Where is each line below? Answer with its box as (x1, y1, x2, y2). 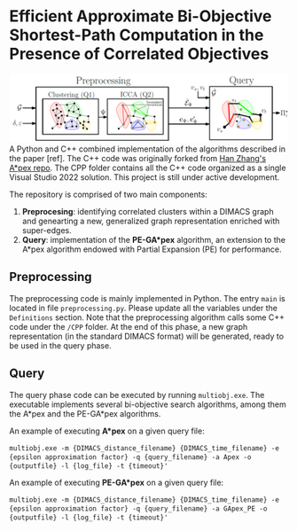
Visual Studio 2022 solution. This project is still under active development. (9, 171, 280, 183)
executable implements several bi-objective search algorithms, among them (9, 399, 286, 410)
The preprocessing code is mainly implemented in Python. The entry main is (9, 293, 285, 303)
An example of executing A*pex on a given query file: (9, 426, 206, 436)
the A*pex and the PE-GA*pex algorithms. (9, 408, 161, 418)
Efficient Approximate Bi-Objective (9, 6, 272, 27)
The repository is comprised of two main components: (9, 189, 208, 199)
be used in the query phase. (9, 340, 113, 351)
